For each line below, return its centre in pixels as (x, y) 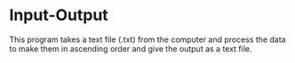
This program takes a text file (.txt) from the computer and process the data (147, 39)
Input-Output (59, 15)
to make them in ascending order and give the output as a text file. (131, 48)
